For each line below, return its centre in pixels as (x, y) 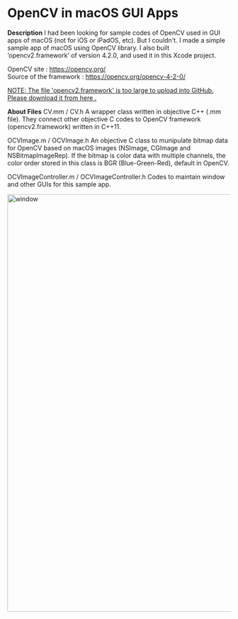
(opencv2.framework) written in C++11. (64, 126)
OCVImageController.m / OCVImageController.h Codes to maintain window (116, 177)
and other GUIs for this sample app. (59, 184)
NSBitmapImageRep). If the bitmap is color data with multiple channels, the (117, 155)
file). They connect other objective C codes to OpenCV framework (104, 119)
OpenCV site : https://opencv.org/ (57, 69)
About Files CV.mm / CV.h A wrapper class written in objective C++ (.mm (114, 111)
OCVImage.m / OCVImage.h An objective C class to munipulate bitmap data (118, 140)
